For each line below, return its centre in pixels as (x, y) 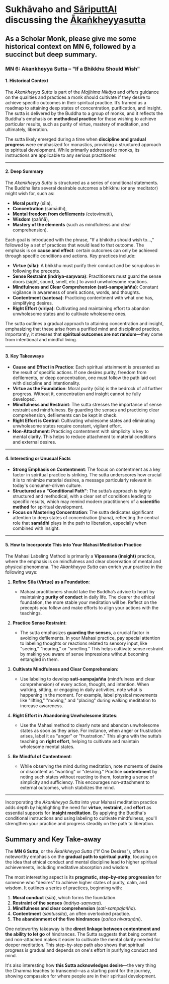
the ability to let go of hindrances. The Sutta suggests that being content (81, 934)
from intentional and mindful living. (41, 339)
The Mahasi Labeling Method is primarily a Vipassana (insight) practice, (80, 556)
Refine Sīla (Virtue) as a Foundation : (51, 582)
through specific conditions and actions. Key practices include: (70, 256)
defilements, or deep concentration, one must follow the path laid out (84, 378)
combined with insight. (36, 528)
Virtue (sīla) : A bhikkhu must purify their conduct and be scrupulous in (86, 265)
